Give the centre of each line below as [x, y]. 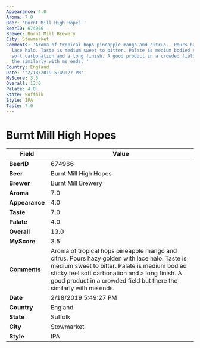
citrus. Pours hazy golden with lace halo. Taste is [118, 258]
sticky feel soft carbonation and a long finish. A [116, 273]
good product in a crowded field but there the [114, 281]
